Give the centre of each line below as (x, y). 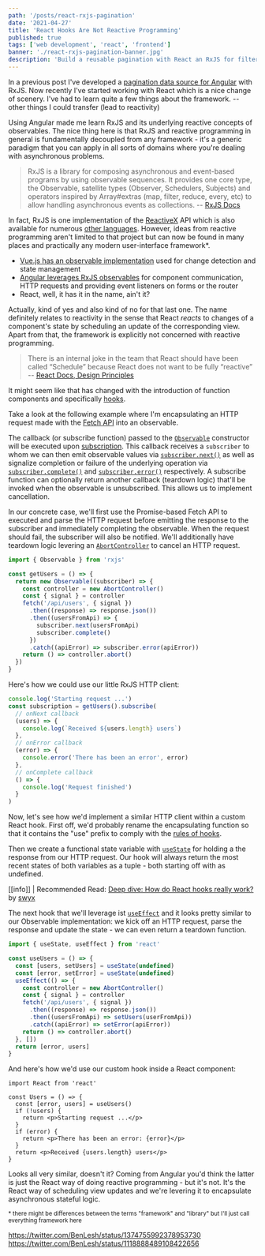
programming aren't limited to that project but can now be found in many (126, 237)
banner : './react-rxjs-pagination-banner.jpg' (86, 52)
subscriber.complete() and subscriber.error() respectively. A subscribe (127, 471)
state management (50, 268)
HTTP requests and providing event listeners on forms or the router (129, 286)
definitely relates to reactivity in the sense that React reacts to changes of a (131, 317)
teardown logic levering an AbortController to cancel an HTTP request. (124, 545)
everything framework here (45, 1220)
